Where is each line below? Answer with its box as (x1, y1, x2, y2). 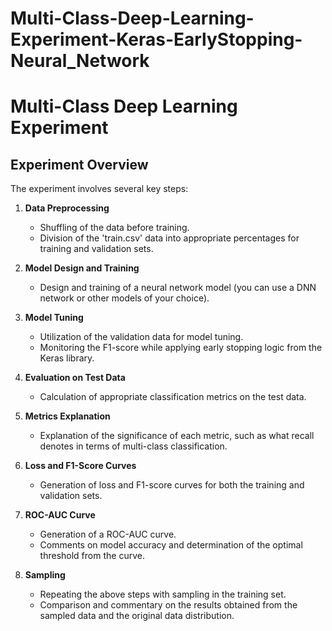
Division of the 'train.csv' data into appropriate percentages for (39, 232, 300, 244)
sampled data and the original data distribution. (39, 610, 235, 622)
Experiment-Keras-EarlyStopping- (10, 28, 303, 51)
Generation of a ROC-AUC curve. (39, 528, 177, 541)
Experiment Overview (10, 156, 149, 173)
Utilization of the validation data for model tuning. (39, 331, 244, 343)
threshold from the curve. (39, 550, 145, 562)
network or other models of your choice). (39, 292, 210, 304)
